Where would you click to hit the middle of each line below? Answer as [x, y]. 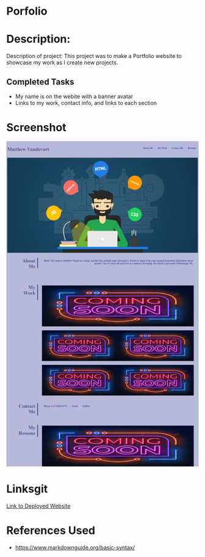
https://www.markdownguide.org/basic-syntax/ [75, 547]
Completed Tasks [40, 81]
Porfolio [27, 11]
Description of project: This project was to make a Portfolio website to [94, 56]
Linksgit [27, 489]
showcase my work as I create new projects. [62, 63]
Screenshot [36, 128]
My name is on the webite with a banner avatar [74, 96]
